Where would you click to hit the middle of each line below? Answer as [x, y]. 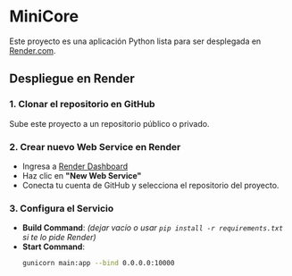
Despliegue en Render [72, 79]
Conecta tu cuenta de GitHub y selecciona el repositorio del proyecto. [150, 185]
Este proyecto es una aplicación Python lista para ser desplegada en [135, 41]
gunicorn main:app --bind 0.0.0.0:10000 [98, 263]
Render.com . [33, 50]
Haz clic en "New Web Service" [82, 175]
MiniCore [44, 17]
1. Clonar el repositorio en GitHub [82, 105]
